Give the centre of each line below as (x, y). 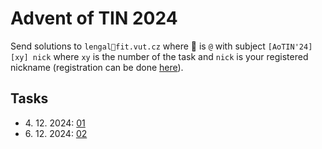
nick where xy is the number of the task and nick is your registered (170, 56)
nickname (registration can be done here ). (97, 67)
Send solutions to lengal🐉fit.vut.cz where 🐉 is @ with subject (138, 46)
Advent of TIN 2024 (94, 18)
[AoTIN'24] (290, 47)
